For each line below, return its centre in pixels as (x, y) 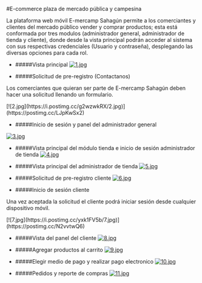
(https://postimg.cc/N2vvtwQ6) (45, 226)
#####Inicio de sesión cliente (52, 190)
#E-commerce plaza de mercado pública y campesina (74, 9)
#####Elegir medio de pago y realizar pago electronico (84, 261)
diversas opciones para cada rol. (47, 53)
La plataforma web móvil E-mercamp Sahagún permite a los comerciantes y (101, 20)
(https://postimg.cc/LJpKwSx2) (45, 113)
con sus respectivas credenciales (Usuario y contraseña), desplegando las (99, 46)
